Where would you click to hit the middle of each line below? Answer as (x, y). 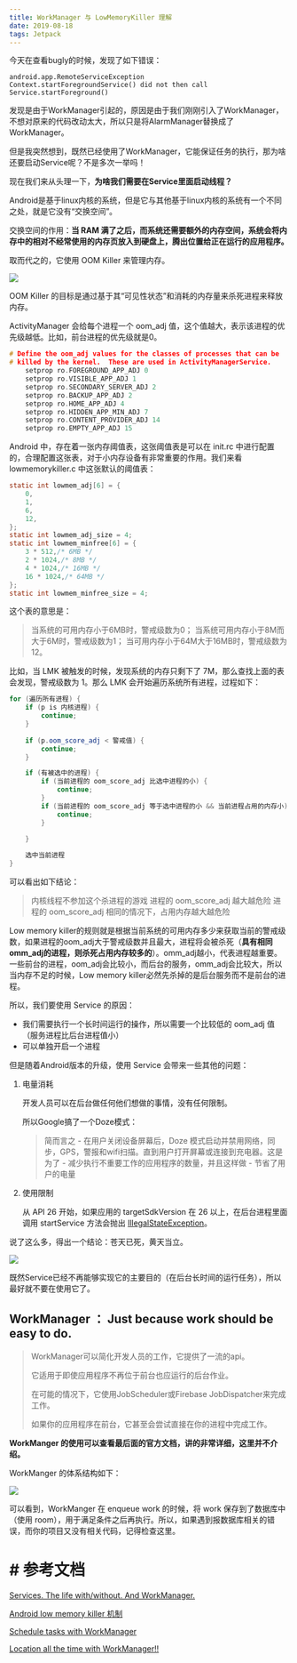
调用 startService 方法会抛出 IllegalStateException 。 (117, 1223)
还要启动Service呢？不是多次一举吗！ (78, 163)
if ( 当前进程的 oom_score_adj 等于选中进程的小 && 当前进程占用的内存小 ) (164, 806)
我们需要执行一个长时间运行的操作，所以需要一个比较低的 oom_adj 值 (148, 1024)
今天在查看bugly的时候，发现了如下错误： (86, 60)
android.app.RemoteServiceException (77, 77)
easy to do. (41, 1334)
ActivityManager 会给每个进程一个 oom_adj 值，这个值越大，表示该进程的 (143, 326)
